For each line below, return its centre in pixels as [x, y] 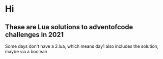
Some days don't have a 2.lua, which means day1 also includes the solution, [82, 46]
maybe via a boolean [26, 51]
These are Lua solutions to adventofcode [69, 27]
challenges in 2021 [34, 34]
